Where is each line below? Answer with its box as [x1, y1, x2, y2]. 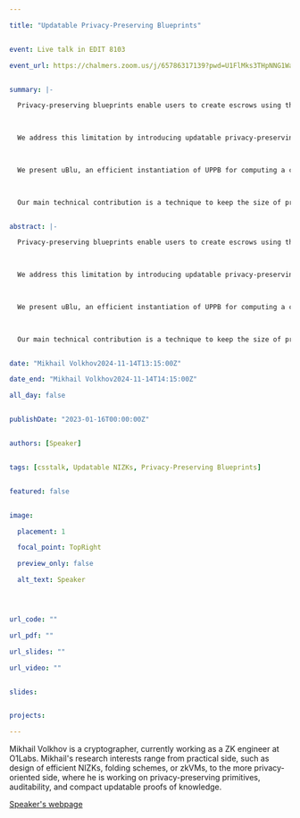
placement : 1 [17, 527, 66, 536]
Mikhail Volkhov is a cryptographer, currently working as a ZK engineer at [9, 744, 279, 755]
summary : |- [9, 85, 54, 94]
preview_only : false [17, 560, 94, 569]
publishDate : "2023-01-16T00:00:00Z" [9, 415, 150, 425]
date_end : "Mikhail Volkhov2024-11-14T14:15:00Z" [9, 375, 198, 384]
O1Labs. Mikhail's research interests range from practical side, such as [9, 753, 270, 764]
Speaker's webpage [9, 799, 83, 810]
